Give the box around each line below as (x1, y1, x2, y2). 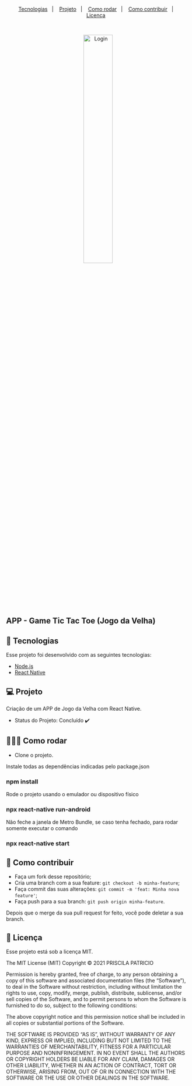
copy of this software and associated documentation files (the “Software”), (6, 977, 186, 984)
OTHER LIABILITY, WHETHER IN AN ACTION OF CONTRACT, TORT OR (6, 1061, 176, 1068)
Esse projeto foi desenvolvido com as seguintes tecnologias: (6, 652, 152, 659)
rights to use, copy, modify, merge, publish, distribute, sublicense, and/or (6, 989, 182, 996)
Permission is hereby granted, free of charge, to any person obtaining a (6, 971, 178, 978)
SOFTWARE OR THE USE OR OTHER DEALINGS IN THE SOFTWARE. (6, 1074, 170, 1081)
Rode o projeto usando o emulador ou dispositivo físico (6, 791, 139, 798)
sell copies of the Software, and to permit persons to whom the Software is (6, 995, 187, 1002)
